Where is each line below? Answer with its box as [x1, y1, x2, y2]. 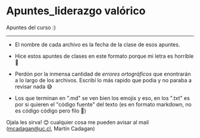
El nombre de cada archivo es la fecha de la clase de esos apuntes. [14, 40, 180, 48]
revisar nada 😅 [14, 83, 52, 90]
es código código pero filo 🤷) [14, 107, 86, 114]
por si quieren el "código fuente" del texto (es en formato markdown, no [14, 101, 192, 108]
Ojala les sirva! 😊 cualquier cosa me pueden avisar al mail [6, 118, 149, 126]
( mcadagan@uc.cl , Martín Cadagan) [6, 125, 95, 132]
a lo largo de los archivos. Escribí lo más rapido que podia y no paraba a [14, 76, 192, 84]
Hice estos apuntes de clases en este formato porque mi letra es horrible [14, 52, 194, 59]
